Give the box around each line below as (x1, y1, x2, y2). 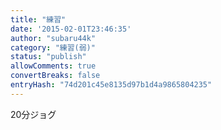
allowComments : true (10, 61, 97, 71)
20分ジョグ (10, 108, 57, 120)
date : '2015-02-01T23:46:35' (10, 24, 132, 34)
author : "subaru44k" (10, 33, 97, 43)
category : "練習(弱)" (10, 42, 96, 53)
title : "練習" (10, 14, 67, 25)
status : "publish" (10, 52, 87, 62)
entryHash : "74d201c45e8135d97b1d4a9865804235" (10, 80, 213, 90)
